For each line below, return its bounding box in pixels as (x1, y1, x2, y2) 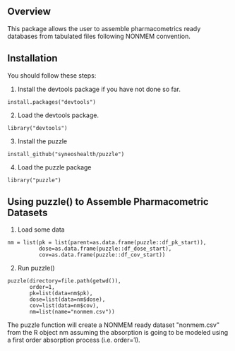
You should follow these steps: (7, 71, 97, 80)
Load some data (17, 225, 65, 234)
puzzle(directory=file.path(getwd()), (7, 278, 121, 285)
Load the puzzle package (17, 162, 92, 172)
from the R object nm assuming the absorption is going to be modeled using (7, 328, 229, 337)
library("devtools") (7, 124, 68, 131)
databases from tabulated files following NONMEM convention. (7, 32, 191, 40)
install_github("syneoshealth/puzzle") (7, 150, 125, 157)
